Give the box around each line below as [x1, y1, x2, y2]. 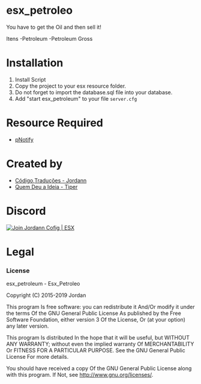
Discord [6, 204, 46, 218]
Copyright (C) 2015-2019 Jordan [6, 292, 86, 299]
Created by [6, 157, 63, 170]
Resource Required [6, 116, 103, 130]
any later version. [6, 322, 49, 330]
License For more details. [6, 353, 69, 361]
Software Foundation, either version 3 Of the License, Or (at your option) [6, 316, 186, 323]
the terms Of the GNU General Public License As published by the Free [6, 310, 181, 317]
